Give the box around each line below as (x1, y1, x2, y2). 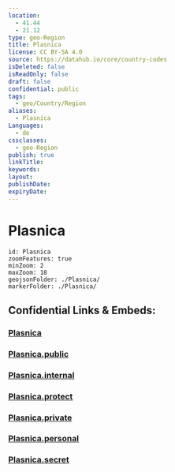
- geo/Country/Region (15, 99, 87, 107)
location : (8, 11, 41, 20)
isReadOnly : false (8, 70, 69, 78)
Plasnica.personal (8, 433, 80, 444)
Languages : (8, 122, 44, 129)
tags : (8, 92, 26, 100)
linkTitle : (8, 159, 44, 167)
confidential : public (8, 84, 80, 93)
